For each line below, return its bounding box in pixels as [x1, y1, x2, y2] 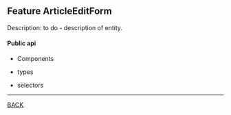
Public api [7, 39, 36, 47]
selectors [16, 81, 44, 90]
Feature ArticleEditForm [7, 5, 112, 17]
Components [16, 55, 54, 63]
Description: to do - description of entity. [7, 23, 122, 31]
